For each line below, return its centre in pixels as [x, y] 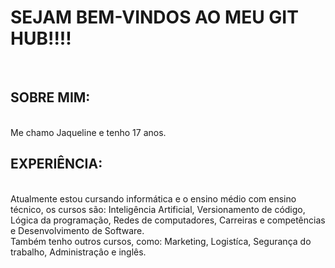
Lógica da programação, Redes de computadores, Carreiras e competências [168, 220]
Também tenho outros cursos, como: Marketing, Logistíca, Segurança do [161, 241]
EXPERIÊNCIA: [56, 164]
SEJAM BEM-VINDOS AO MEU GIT [154, 17]
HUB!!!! [41, 38]
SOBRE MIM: [50, 97]
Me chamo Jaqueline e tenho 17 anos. [88, 132]
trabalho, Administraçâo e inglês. [78, 252]
